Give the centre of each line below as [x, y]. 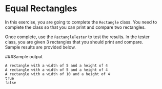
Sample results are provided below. [40, 47]
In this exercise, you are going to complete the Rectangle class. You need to [81, 22]
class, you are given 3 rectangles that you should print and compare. [74, 42]
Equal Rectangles [41, 9]
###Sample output [24, 56]
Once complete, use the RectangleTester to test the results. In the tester [77, 37]
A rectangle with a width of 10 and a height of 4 [58, 74]
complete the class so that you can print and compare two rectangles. [75, 27]
